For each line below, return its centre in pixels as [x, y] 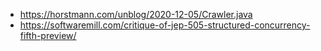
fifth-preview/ [48, 35]
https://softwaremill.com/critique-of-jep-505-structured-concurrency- [165, 25]
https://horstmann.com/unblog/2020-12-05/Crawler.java [136, 14]
